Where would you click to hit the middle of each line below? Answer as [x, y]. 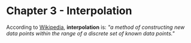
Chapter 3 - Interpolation [69, 11]
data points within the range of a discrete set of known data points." [90, 33]
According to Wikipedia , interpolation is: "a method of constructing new [95, 27]
